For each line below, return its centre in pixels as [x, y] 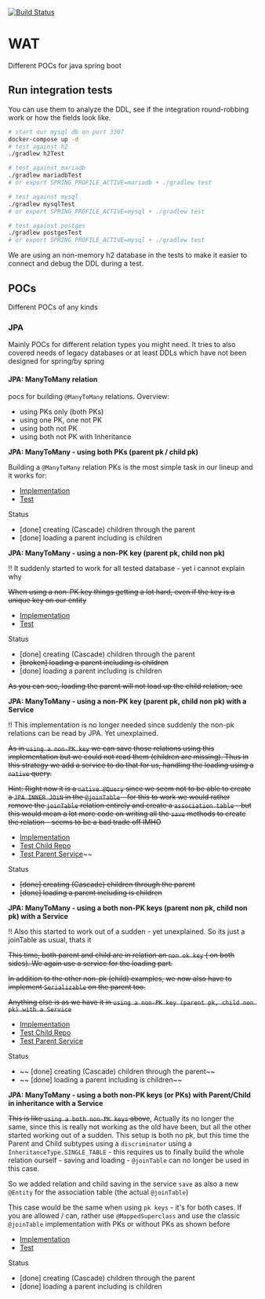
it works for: [27, 476]
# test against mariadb [47, 168]
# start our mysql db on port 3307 [66, 132]
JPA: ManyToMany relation [53, 379]
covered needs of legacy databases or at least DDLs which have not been [127, 353]
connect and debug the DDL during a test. [76, 264]
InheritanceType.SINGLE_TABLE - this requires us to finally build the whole [126, 1152]
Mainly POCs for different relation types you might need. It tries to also [122, 345]
